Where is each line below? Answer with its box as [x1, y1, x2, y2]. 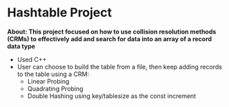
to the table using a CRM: [17, 70, 90, 78]
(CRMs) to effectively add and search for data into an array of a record [7, 34, 212, 43]
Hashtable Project [7, 5, 112, 21]
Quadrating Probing [27, 84, 84, 93]
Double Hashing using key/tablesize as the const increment [27, 91, 197, 100]
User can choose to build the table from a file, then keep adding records [17, 62, 223, 71]
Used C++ [17, 55, 47, 63]
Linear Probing [27, 77, 70, 85]
